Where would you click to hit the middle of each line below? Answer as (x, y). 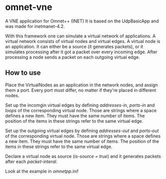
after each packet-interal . (31, 162)
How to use (23, 73)
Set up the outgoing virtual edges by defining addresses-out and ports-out (82, 131)
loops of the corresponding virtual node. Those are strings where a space (81, 110)
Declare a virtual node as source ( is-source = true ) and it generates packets (83, 156)
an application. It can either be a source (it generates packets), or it (74, 46)
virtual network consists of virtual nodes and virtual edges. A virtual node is (83, 41)
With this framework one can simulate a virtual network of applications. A (81, 36)
